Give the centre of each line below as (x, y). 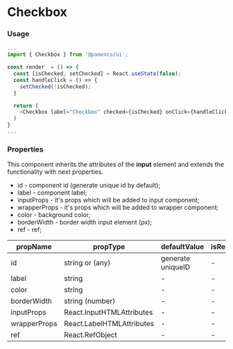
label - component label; (52, 193)
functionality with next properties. (55, 172)
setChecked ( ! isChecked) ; (55, 87)
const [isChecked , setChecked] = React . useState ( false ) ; (97, 74)
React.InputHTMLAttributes (109, 312)
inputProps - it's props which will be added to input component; (108, 200)
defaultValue (182, 247)
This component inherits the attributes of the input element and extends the (115, 165)
